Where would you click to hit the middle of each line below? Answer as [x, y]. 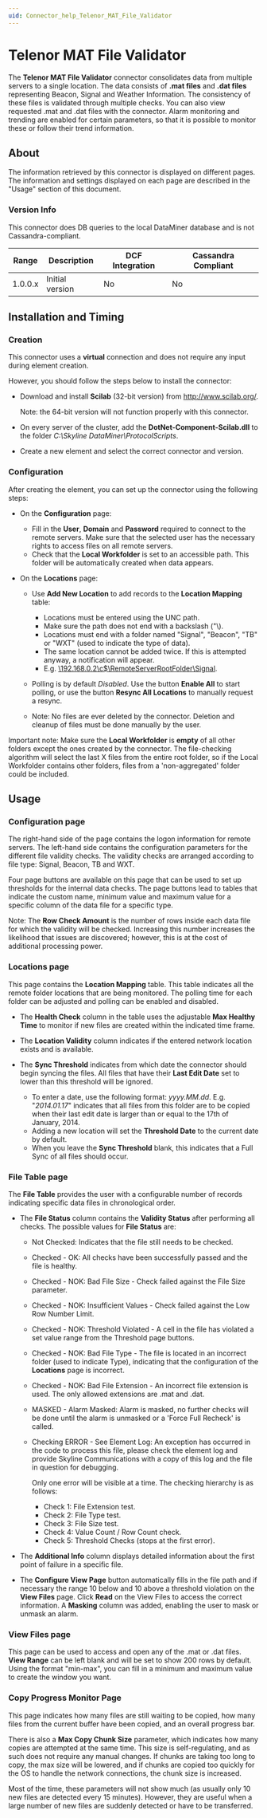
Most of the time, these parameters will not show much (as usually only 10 [130, 1788]
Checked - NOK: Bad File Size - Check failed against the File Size [138, 1281]
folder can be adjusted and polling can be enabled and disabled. [113, 1001]
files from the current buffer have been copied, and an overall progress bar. [132, 1724]
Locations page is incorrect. [78, 1370]
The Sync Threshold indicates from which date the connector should [133, 1064]
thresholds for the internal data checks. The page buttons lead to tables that [133, 888]
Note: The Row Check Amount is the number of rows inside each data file [130, 921]
